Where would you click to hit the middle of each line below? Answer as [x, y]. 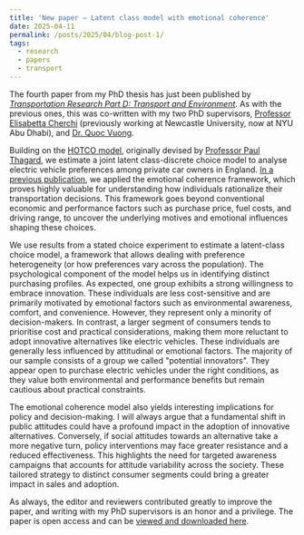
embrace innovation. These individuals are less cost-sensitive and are [140, 293]
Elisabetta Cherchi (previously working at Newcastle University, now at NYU [151, 122]
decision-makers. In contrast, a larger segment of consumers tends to [140, 322]
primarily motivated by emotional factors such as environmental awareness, [151, 302]
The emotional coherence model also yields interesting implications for [142, 407]
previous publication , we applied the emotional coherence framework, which [152, 179]
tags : [20, 43]
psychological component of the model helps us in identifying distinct [140, 274]
